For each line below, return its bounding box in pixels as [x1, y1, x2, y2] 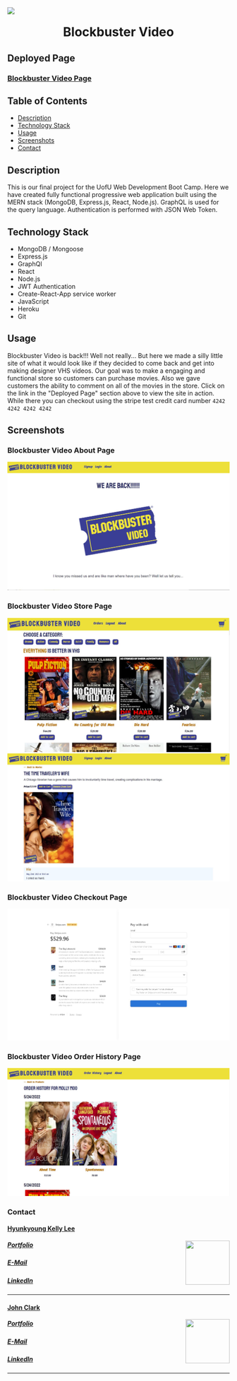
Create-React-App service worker [17, 289, 116, 298]
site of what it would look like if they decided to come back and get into [7, 359, 215, 367]
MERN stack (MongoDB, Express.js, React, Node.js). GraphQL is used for [7, 198, 219, 207]
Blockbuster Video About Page [7, 446, 115, 455]
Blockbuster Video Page [7, 73, 92, 83]
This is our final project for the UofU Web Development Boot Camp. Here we [7, 183, 229, 191]
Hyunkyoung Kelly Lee [7, 1224, 75, 1233]
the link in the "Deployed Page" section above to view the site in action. [7, 388, 215, 397]
